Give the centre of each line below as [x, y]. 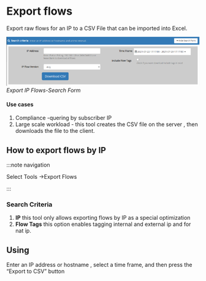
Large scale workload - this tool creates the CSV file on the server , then [106, 124]
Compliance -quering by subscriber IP [63, 118]
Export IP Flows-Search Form [44, 91]
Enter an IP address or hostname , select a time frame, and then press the [99, 265]
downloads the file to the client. [55, 131]
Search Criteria [29, 204]
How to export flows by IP [56, 150]
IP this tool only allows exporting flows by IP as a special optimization [103, 218]
